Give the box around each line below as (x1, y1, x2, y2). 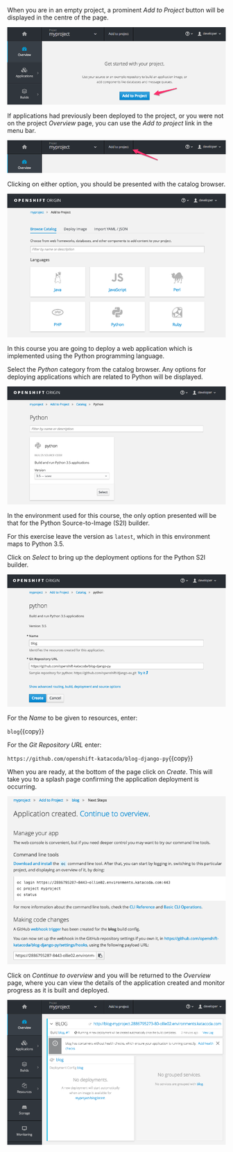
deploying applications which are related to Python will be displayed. (7, 372, 203, 381)
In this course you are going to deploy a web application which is (7, 344, 193, 352)
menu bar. (7, 126, 36, 134)
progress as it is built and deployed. (7, 986, 110, 995)
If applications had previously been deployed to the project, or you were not (7, 111, 224, 120)
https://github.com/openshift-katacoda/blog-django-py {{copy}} (7, 754, 193, 762)
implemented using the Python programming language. (7, 352, 165, 360)
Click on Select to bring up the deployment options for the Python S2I (7, 553, 206, 561)
